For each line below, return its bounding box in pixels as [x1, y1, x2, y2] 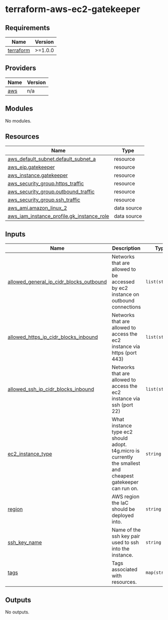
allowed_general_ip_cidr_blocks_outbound [7, 278, 107, 285]
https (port [111, 349, 137, 356]
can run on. [111, 485, 138, 492]
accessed [111, 278, 135, 285]
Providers [5, 64, 36, 72]
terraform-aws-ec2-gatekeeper [5, 4, 140, 15]
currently [111, 454, 133, 461]
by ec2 [111, 285, 128, 292]
